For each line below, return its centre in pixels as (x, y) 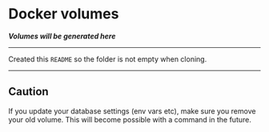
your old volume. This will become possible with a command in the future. (130, 119)
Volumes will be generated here (62, 36)
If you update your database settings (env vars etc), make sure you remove (132, 111)
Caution (29, 92)
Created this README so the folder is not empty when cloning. (108, 59)
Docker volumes (64, 14)
